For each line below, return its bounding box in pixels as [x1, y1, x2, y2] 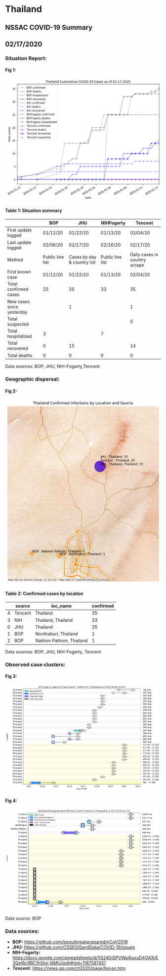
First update [7, 227, 32, 233]
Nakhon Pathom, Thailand [35, 638, 88, 644]
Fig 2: [5, 388, 17, 394]
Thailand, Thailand [35, 617, 73, 623]
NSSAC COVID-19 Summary [5, 23, 93, 32]
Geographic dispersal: [5, 376, 60, 382]
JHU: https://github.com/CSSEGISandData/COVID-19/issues [12, 944, 135, 950]
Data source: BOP [5, 916, 41, 922]
